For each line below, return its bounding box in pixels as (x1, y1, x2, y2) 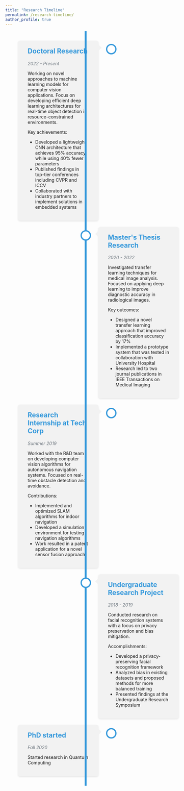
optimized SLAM (35, 508, 70, 514)
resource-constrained (28, 113, 74, 120)
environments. (28, 119, 58, 125)
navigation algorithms (35, 535, 81, 541)
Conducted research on (108, 612, 158, 618)
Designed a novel (115, 317, 152, 323)
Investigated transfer (108, 264, 152, 270)
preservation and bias (108, 628, 154, 634)
